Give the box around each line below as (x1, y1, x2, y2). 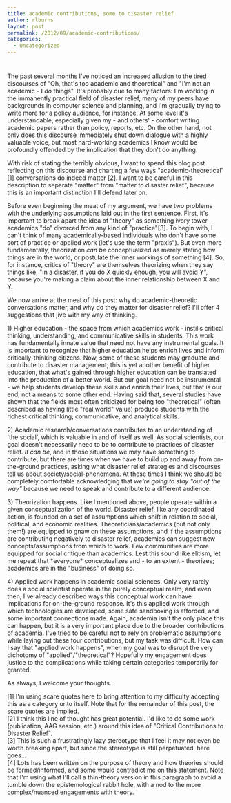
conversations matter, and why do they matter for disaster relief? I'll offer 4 (7, 304, 220, 312)
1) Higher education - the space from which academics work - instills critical (7, 324, 224, 333)
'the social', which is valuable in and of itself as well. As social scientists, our (7, 433, 224, 441)
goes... (7, 751, 27, 759)
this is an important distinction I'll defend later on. (7, 188, 148, 197)
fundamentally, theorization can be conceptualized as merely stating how (7, 246, 216, 255)
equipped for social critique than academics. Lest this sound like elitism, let (7, 549, 221, 557)
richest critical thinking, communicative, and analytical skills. (7, 412, 179, 421)
